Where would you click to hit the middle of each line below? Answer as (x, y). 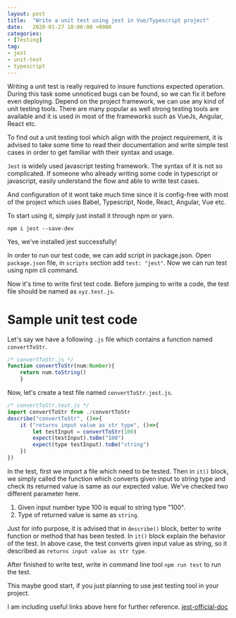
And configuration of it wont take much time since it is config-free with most (118, 194)
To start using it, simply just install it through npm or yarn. (91, 215)
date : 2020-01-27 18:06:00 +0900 (60, 27)
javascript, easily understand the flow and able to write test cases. (104, 181)
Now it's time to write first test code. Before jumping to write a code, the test (118, 284)
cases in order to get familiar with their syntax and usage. (91, 152)
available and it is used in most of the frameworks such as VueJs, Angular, (115, 116)
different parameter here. (44, 493)
